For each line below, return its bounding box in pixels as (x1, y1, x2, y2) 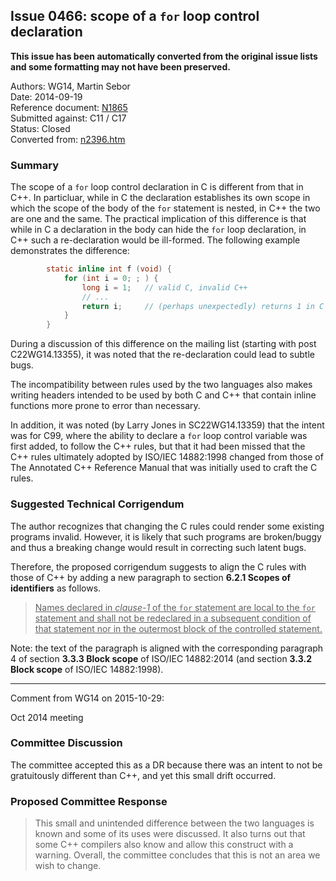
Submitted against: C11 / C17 (10, 112, 127, 124)
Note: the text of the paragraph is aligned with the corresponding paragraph (10, 642, 324, 654)
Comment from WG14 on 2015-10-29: (10, 692, 165, 704)
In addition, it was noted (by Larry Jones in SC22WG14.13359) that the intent (10, 419, 325, 431)
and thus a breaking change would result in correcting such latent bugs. (10, 541, 307, 553)
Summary (10, 158, 60, 172)
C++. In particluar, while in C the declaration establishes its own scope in (10, 192, 311, 204)
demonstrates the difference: (10, 245, 130, 257)
